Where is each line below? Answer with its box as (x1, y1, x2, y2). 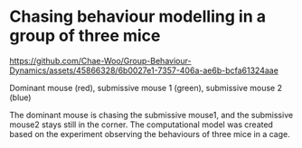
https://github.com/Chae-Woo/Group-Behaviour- (9, 55, 192, 66)
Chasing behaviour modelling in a (9, 6, 267, 27)
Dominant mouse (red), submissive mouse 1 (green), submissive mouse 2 (9, 82, 283, 93)
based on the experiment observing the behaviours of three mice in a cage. (9, 128, 291, 139)
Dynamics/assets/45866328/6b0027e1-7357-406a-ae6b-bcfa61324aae (9, 65, 278, 76)
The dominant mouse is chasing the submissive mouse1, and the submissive (9, 109, 294, 120)
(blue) (9, 92, 32, 103)
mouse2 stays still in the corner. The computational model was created (9, 119, 274, 130)
